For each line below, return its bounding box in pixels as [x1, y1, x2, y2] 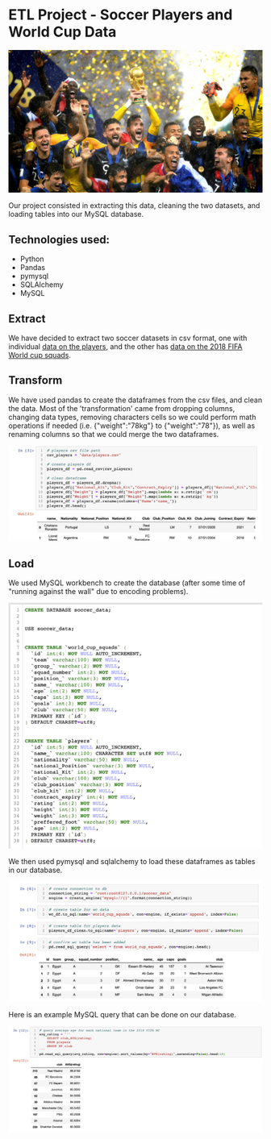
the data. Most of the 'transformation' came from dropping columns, [8, 403, 236, 413]
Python [19, 254, 44, 264]
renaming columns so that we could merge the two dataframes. [8, 429, 219, 439]
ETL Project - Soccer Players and [8, 6, 233, 24]
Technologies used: [8, 232, 110, 247]
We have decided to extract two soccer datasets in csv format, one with [8, 333, 248, 343]
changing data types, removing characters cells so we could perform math [8, 412, 256, 422]
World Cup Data [8, 23, 117, 41]
